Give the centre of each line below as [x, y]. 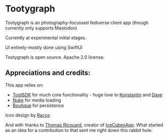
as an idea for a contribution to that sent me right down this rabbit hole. [79, 130]
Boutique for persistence [38, 105]
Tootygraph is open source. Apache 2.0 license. [55, 57]
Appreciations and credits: [48, 73]
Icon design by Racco [28, 115]
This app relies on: [24, 85]
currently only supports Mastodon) [41, 28]
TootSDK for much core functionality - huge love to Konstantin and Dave [87, 95]
